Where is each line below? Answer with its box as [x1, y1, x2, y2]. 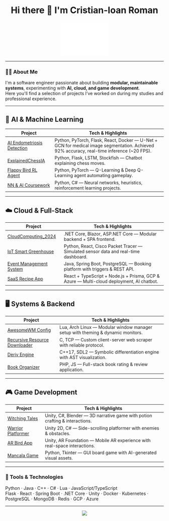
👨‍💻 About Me [5, 68, 38, 75]
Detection [7, 145, 28, 151]
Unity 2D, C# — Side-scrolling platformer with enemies [45, 425, 159, 431]
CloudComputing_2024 [7, 233, 56, 239]
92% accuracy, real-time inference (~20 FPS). [54, 148, 152, 154]
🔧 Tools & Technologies [5, 474, 64, 481]
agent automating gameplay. [73, 172, 133, 179]
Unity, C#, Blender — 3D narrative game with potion [45, 412, 152, 419]
